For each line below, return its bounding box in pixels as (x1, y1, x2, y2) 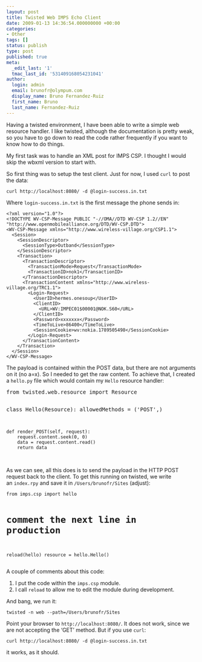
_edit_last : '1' (11, 65, 53, 71)
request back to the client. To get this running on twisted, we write (6, 473, 172, 480)
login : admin (11, 82, 45, 88)
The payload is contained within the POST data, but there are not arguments (6, 364, 196, 371)
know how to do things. (6, 140, 65, 148)
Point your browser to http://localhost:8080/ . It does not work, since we (6, 620, 190, 627)
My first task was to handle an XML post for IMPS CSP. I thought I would (6, 152, 186, 159)
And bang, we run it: (6, 597, 57, 605)
